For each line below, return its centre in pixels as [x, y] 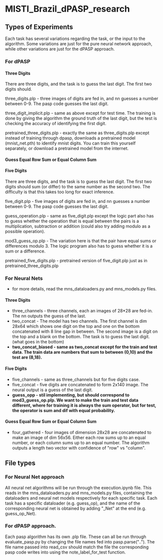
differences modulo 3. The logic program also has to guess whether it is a [79, 246]
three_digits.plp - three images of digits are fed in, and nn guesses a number [82, 99]
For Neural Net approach [35, 477]
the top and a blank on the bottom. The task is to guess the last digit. [81, 337]
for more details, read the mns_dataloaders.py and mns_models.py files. [84, 289]
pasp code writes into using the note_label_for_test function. [65, 552]
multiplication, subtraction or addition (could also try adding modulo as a [78, 226]
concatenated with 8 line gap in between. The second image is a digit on [85, 331]
